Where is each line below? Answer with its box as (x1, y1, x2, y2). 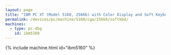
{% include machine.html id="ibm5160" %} (5, 45, 96, 50)
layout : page (5, 7, 33, 13)
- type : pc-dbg (10, 26, 42, 31)
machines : (5, 21, 26, 27)
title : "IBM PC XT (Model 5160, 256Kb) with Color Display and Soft (5, 12, 154, 17)
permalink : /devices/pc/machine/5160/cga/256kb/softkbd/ (5, 17, 129, 22)
